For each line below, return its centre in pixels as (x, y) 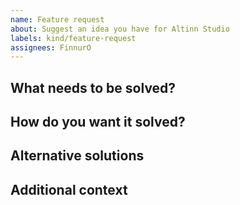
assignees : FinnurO (51, 47)
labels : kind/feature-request (73, 38)
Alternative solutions (77, 156)
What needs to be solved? (93, 87)
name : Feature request (57, 19)
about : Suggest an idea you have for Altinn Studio (120, 29)
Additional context (69, 189)
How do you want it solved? (98, 122)
